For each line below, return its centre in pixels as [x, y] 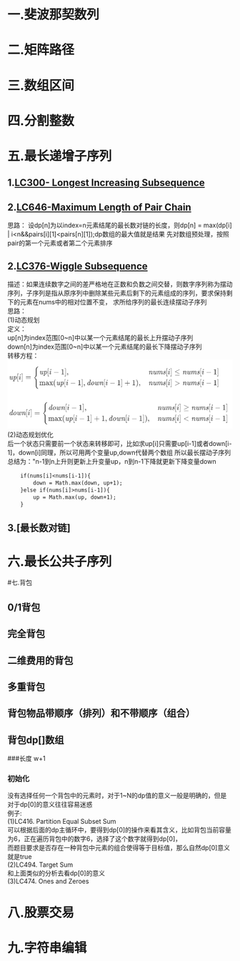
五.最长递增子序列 [60, 156]
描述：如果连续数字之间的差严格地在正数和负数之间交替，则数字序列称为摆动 [120, 284]
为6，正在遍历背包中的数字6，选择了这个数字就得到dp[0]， [95, 839]
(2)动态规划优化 [30, 435]
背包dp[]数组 [36, 740]
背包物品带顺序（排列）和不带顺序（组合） [101, 713]
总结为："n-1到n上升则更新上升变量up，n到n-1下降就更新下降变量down [112, 462]
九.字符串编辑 [47, 948]
